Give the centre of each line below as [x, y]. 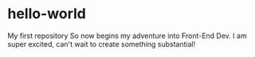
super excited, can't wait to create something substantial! [102, 44]
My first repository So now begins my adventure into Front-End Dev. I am [127, 36]
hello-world [47, 14]
